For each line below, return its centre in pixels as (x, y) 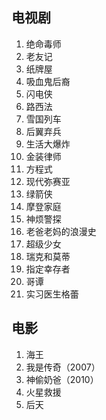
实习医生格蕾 (52, 294)
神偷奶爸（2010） (62, 379)
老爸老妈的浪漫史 (61, 231)
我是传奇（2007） (63, 367)
